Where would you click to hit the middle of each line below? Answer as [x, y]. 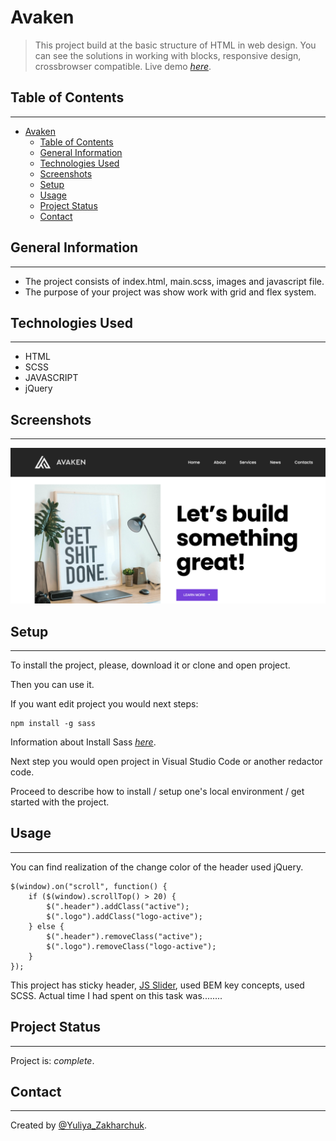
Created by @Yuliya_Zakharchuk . [79, 1125]
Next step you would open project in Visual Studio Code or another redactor [166, 762]
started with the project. [60, 802]
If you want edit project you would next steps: [104, 704]
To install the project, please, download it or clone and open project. [150, 665]
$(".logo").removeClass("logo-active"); [131, 946]
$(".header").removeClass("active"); [124, 936]
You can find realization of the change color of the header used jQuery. [157, 867]
